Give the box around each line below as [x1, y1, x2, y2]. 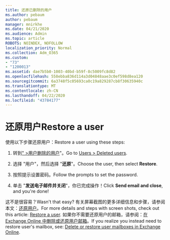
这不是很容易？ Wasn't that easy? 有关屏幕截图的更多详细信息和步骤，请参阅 [5, 199, 165, 205]
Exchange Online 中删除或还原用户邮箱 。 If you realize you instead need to [5, 218, 162, 224]
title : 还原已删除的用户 [5, 7, 52, 13]
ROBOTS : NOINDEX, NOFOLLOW [5, 41, 63, 46]
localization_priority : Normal [5, 45, 72, 51]
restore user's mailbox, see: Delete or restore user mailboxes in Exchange [5, 224, 161, 230]
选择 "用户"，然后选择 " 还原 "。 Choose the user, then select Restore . [12, 161, 158, 167]
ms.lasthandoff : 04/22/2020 [5, 93, 66, 98]
